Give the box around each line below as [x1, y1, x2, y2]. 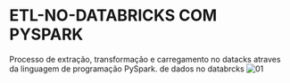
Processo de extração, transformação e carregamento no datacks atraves [9, 54, 281, 64]
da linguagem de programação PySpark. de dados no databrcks [9, 63, 245, 74]
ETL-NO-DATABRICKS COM [9, 5, 218, 26]
